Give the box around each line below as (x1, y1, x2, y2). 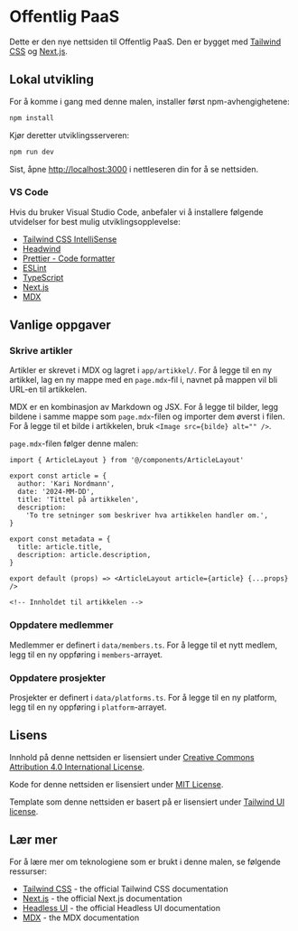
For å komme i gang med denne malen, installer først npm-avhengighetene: (9, 96, 291, 107)
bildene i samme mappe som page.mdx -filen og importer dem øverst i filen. (9, 411, 285, 422)
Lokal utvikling (9, 72, 95, 88)
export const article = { (9, 471, 107, 480)
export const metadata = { (9, 535, 111, 544)
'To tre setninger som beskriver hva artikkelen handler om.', (25, 511, 269, 520)
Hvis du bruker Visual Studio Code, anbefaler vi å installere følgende (9, 206, 264, 218)
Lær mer (9, 833, 58, 848)
